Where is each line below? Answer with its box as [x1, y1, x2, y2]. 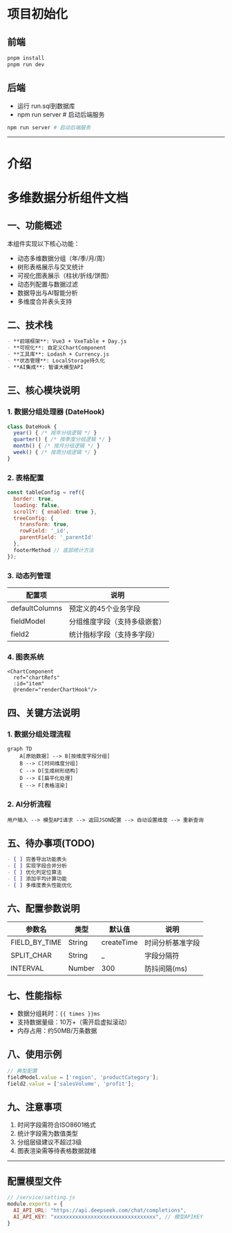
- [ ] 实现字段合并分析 [7, 862, 68, 869]
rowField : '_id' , [19, 528, 70, 535]
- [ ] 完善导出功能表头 [7, 856, 68, 863]
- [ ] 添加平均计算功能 [7, 875, 68, 882]
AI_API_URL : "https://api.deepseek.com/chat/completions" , [13, 1207, 187, 1214]
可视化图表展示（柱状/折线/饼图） [17, 271, 113, 280]
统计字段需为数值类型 [17, 1129, 78, 1138]
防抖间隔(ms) [144, 964, 188, 974]
